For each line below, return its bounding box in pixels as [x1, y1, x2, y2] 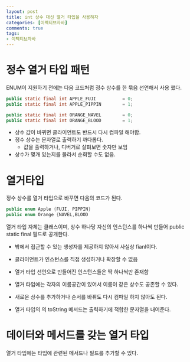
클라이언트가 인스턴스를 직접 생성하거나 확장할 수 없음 [14, 256, 138, 263]
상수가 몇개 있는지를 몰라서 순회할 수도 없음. [14, 151, 116, 158]
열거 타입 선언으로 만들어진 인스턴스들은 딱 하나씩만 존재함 [14, 268, 149, 275]
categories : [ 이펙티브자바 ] [6, 19, 68, 25]
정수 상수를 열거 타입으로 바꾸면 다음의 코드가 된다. [6, 194, 123, 201]
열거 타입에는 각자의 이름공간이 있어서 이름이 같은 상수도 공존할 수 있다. [14, 281, 179, 288]
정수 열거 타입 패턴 [6, 63, 90, 77]
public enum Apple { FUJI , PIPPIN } [6, 206, 91, 213]
